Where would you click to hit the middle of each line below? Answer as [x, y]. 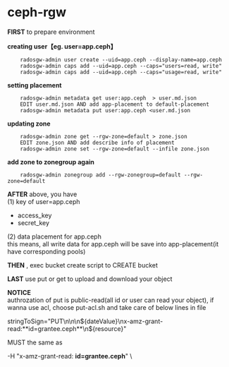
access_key [35, 215]
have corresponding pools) [47, 251]
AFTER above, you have [42, 194]
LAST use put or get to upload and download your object [90, 279]
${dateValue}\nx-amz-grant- [122, 321]
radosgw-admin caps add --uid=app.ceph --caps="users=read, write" [121, 66]
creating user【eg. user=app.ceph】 [62, 46]
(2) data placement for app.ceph [55, 236]
